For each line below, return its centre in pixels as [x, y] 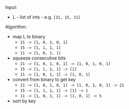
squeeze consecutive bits [39, 58]
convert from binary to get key [44, 79]
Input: [11, 7]
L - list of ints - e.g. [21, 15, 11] [46, 17]
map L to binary [29, 37]
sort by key [24, 101]
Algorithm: [16, 27]
